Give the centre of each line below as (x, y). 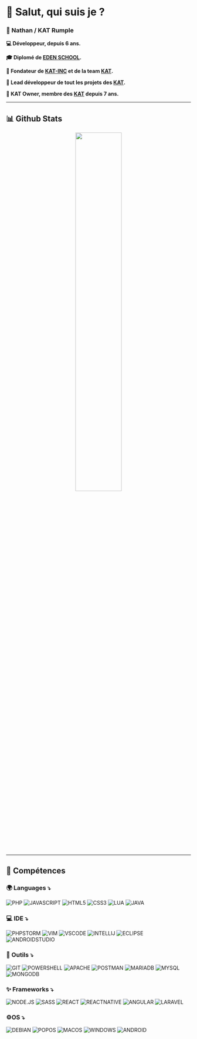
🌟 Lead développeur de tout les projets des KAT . (66, 82)
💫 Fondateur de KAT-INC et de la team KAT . (60, 71)
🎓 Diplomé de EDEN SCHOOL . (44, 58)
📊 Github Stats (34, 119)
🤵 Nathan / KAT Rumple (40, 31)
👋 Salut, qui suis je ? (55, 12)
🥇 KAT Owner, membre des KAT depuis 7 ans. (62, 94)
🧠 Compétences (36, 870)
